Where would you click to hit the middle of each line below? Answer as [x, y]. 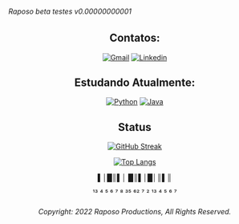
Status [135, 127]
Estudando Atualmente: [135, 83]
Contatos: [135, 38]
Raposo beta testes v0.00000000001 [70, 11]
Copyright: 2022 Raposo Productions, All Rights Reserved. [135, 211]
